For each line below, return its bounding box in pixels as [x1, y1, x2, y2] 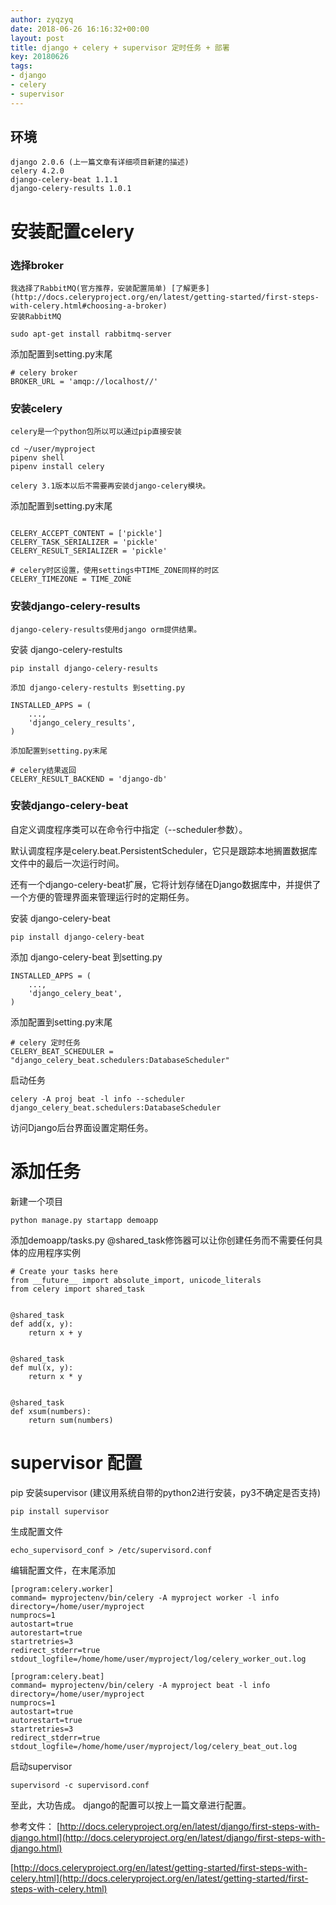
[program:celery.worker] [10, 1584, 114, 1594]
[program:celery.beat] [10, 1671, 105, 1681]
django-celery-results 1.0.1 [10, 184, 132, 194]
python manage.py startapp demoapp [10, 1215, 159, 1225]
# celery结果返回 [10, 765, 77, 775]
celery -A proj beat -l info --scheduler [10, 1094, 186, 1104]
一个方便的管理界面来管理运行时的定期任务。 [10, 891, 195, 903]
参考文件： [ [10, 1820, 61, 1832]
